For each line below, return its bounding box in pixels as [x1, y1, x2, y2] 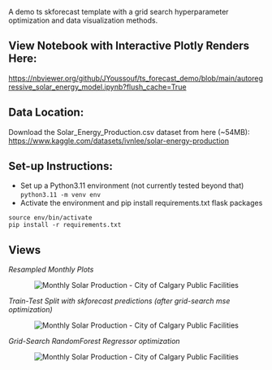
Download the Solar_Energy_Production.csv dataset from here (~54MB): [8, 127, 250, 137]
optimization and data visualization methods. [8, 15, 158, 25]
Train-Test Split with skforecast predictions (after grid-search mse [8, 296, 231, 306]
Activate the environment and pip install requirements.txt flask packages [19, 198, 263, 208]
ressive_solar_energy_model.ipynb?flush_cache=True [8, 81, 187, 92]
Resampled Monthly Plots [8, 264, 94, 275]
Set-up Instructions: [8, 159, 114, 173]
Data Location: [8, 106, 84, 120]
